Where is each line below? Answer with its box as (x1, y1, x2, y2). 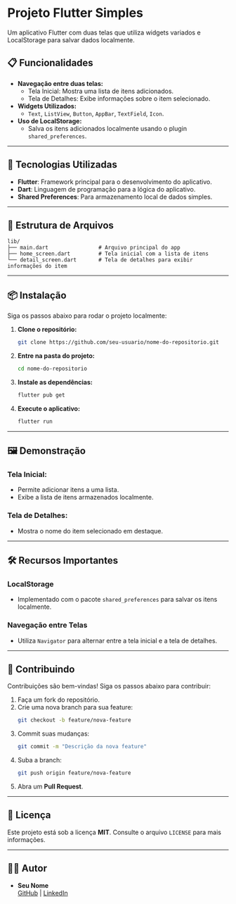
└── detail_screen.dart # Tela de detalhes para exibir (7, 256, 193, 264)
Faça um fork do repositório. (17, 695, 100, 704)
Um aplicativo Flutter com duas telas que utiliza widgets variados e (7, 28, 202, 37)
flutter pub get (17, 391, 65, 399)
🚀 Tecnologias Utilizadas (7, 159, 117, 171)
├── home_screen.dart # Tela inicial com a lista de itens (7, 250, 209, 258)
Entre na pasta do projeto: (17, 352, 95, 360)
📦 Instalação (7, 289, 67, 301)
